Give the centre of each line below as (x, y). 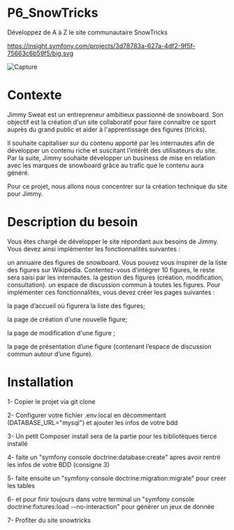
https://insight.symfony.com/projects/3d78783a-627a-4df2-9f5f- (101, 46)
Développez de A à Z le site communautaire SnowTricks (87, 32)
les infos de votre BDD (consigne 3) (58, 464)
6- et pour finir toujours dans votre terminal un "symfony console (101, 499)
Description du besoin (73, 222)
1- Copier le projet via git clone (51, 401)
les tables (21, 485)
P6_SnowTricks (53, 13)
